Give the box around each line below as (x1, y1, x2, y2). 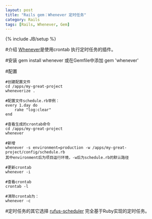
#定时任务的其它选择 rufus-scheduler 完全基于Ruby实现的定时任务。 (5, 208, 150, 214)
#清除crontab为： (5, 194, 39, 199)
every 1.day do (5, 103, 38, 108)
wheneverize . (5, 88, 36, 94)
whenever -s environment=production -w (5, 145, 91, 150)
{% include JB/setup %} (5, 36, 56, 42)
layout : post (5, 7, 33, 13)
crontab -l (5, 184, 29, 189)
